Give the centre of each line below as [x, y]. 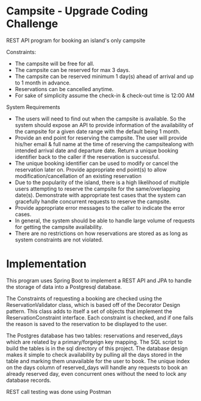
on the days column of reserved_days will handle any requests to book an [97, 367]
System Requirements [33, 107]
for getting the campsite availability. [59, 227]
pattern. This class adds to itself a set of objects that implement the [89, 311]
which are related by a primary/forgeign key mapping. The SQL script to [95, 342]
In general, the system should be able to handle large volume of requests [105, 221]
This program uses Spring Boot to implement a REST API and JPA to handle [99, 281]
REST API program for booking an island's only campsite [76, 40]
